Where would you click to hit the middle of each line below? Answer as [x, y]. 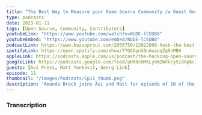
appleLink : [20, 56]
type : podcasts [25, 17]
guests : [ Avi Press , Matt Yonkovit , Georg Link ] [68, 67]
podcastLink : [23, 46]
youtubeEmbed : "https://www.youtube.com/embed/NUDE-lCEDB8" [83, 40]
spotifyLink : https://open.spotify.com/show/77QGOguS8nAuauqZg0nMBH [94, 51]
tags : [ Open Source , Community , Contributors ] [66, 28]
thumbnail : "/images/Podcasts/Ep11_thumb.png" [66, 78]
